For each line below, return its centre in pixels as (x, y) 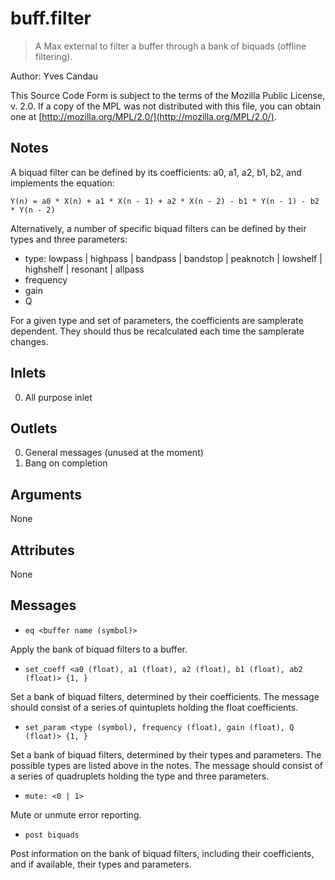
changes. (29, 341)
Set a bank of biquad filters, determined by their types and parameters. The (166, 754)
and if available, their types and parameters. (101, 864)
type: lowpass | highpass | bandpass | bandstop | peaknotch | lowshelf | (173, 258)
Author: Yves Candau (54, 76)
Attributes (42, 550)
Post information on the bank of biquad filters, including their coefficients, (162, 853)
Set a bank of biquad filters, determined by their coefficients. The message (165, 696)
